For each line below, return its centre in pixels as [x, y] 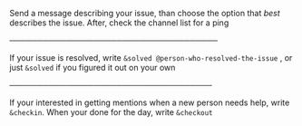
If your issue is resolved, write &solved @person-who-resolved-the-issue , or [151, 58]
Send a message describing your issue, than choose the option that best [145, 13]
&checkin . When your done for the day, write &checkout [111, 112]
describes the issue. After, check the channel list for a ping [119, 23]
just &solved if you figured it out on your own [93, 68]
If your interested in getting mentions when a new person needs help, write [150, 102]
